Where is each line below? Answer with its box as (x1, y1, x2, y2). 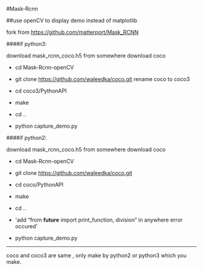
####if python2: (6, 134, 47, 141)
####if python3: (6, 41, 47, 47)
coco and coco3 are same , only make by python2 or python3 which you (6, 252, 187, 259)
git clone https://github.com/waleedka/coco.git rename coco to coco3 (14, 76, 190, 82)
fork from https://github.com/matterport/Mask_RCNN (6, 28, 139, 36)
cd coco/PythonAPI (14, 181, 64, 188)
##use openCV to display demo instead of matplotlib (6, 17, 138, 24)
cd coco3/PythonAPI (14, 87, 67, 94)
